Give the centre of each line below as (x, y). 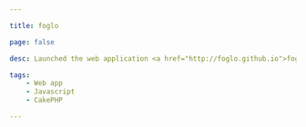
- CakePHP (45, 101)
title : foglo (34, 25)
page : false (32, 42)
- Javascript (51, 92)
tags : (20, 75)
